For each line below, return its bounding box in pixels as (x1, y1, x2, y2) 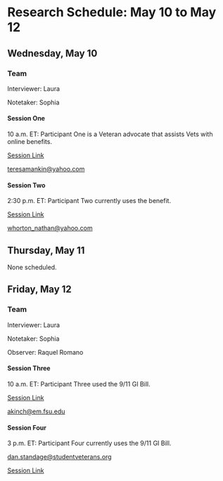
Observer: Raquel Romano (7, 348, 84, 356)
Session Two (7, 181, 46, 189)
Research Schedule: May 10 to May (7, 4, 217, 20)
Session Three (7, 364, 51, 372)
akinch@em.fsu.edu (7, 407, 65, 415)
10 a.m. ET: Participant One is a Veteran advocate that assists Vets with (7, 130, 213, 138)
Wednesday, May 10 (7, 47, 98, 59)
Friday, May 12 (7, 284, 72, 296)
